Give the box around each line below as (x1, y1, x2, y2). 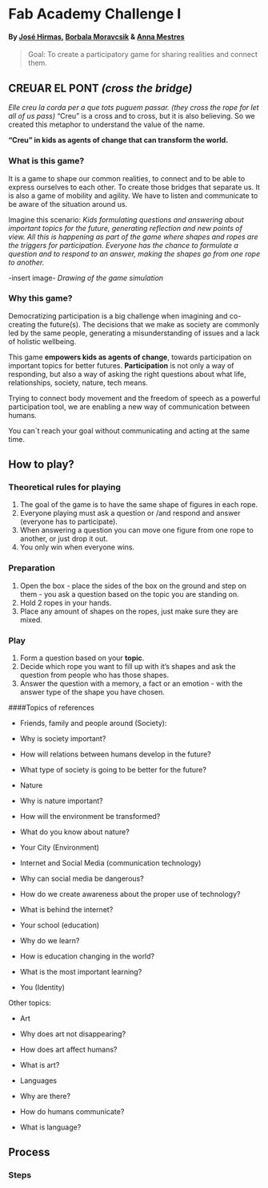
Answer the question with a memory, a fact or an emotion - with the (19, 679, 243, 688)
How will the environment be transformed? (19, 812, 161, 821)
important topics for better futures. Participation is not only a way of (8, 360, 234, 370)
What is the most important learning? (19, 967, 142, 977)
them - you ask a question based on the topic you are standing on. (19, 589, 240, 598)
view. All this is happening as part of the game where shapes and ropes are (8, 232, 258, 241)
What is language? (19, 1122, 82, 1132)
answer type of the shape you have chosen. (19, 687, 166, 697)
